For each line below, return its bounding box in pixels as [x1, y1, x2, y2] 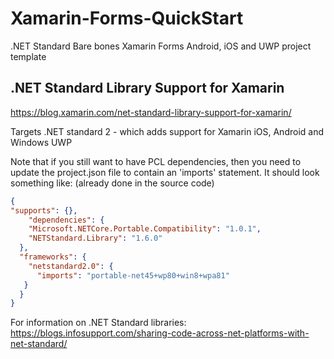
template [10, 50, 47, 62]
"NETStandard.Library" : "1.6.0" [28, 233, 163, 244]
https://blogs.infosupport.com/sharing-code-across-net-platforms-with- [10, 327, 310, 339]
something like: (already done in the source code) [10, 177, 215, 189]
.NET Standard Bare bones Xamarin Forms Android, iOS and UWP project [10, 40, 312, 52]
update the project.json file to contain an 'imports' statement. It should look [10, 166, 320, 178]
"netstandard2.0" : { [28, 261, 114, 271]
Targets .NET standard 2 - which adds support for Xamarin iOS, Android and [10, 125, 325, 137]
